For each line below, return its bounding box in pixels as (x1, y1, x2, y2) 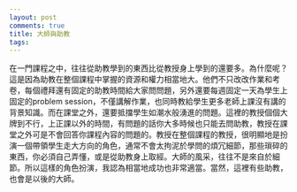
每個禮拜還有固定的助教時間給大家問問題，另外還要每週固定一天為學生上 (24, 85, 288, 96)
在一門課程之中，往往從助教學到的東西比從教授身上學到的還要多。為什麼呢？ (9, 63, 288, 73)
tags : (9, 37, 29, 47)
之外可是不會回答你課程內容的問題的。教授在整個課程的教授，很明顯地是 (16, 129, 280, 140)
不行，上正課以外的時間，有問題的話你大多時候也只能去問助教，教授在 (24, 119, 280, 129)
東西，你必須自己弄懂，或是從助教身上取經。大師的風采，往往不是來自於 (9, 151, 272, 162)
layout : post (9, 12, 57, 22)
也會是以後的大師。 (9, 173, 80, 184)
